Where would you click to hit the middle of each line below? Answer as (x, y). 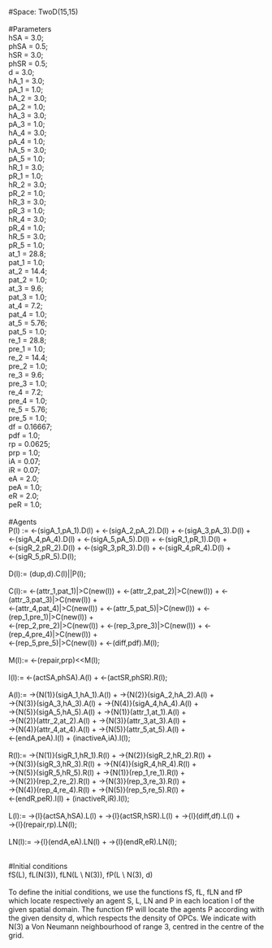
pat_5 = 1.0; (28, 332)
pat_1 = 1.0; (27, 262)
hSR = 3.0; (26, 55)
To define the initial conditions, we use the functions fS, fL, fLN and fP (126, 892)
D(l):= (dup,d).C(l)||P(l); (47, 574)
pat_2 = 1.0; (28, 280)
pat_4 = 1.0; (28, 314)
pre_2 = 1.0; (28, 366)
